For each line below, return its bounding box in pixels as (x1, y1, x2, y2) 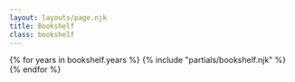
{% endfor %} (9, 64, 62, 75)
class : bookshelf (9, 30, 75, 39)
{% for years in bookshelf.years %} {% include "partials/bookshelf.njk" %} (9, 55, 287, 66)
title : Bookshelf (9, 22, 75, 31)
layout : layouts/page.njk (9, 13, 107, 23)
